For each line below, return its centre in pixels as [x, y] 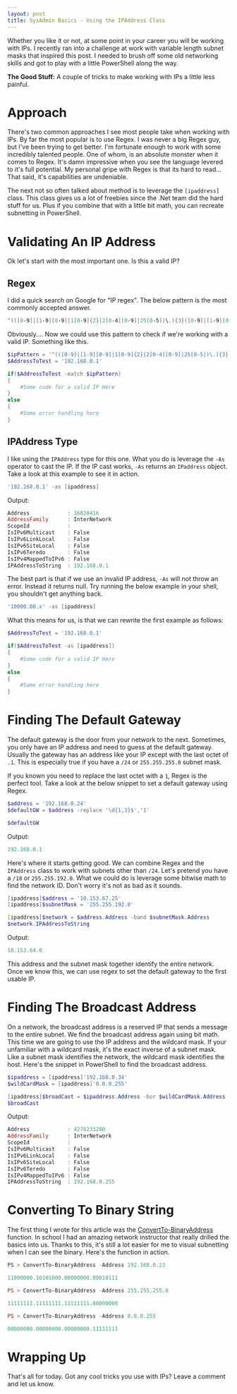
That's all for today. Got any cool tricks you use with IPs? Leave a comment [116, 1376]
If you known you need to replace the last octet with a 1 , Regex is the [108, 776]
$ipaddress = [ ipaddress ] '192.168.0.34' [68, 1077]
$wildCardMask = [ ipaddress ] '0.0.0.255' [68, 1084]
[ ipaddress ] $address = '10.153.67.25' [64, 898]
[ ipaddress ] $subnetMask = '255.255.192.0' [71, 905]
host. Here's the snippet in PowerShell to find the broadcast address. [108, 1064]
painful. [18, 84]
